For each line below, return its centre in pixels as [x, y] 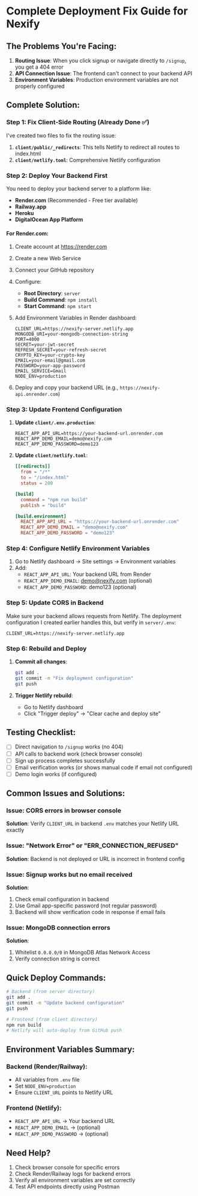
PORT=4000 [27, 340]
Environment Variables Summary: [70, 1049]
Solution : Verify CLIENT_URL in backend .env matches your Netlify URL [93, 824]
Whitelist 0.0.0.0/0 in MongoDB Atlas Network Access [82, 953]
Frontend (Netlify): [34, 1108]
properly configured [40, 86]
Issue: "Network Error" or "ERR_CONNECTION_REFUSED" [92, 846]
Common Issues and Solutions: [66, 794]
